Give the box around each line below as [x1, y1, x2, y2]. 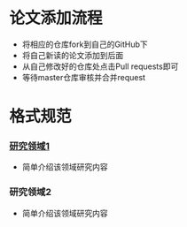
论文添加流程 [9, 8, 104, 28]
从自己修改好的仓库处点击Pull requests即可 [21, 61, 179, 72]
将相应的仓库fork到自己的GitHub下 [21, 39, 148, 49]
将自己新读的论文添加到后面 [21, 49, 124, 60]
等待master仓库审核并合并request [21, 72, 146, 82]
